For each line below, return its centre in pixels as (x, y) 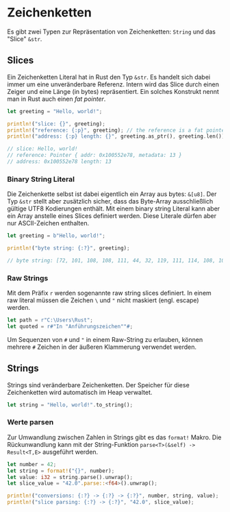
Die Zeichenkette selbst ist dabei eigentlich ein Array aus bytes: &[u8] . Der (112, 194)
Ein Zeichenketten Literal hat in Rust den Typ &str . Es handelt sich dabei (109, 77)
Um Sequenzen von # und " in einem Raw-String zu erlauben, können (105, 339)
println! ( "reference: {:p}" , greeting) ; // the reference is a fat (105, 130)
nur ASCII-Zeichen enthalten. (48, 223)
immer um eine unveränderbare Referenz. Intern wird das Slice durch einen (113, 84)
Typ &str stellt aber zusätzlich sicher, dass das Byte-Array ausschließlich (110, 202)
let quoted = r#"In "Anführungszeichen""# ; (70, 326)
